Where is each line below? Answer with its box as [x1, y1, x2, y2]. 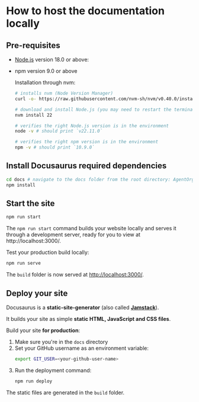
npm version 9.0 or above [14, 67, 78, 75]
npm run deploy [14, 378, 53, 384]
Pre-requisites [6, 40, 60, 50]
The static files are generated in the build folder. [6, 389, 125, 396]
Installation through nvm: [14, 79, 76, 86]
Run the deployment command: [14, 366, 92, 374]
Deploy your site [6, 288, 68, 298]
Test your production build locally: [6, 249, 89, 256]
